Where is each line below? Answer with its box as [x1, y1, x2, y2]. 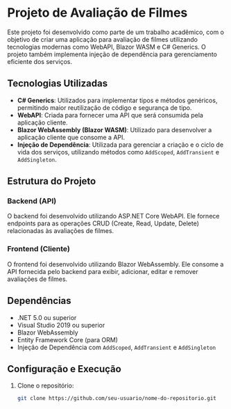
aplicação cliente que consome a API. [17, 133, 126, 141]
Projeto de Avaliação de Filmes [7, 5, 188, 21]
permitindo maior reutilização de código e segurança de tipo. [17, 103, 192, 112]
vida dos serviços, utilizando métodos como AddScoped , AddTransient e [17, 147, 220, 156]
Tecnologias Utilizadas [7, 78, 108, 90]
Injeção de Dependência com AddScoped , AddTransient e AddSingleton [17, 343, 216, 351]
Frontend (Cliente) [7, 244, 71, 254]
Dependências [7, 295, 71, 307]
